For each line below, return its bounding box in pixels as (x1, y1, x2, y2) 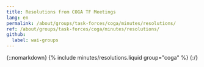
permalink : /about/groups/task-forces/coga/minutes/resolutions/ (6, 20, 176, 26)
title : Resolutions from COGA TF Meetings (6, 9, 116, 15)
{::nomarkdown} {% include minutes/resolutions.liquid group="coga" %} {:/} (6, 54, 199, 61)
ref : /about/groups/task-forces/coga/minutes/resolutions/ (6, 26, 160, 32)
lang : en (6, 15, 29, 21)
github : (6, 32, 26, 38)
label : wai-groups (12, 37, 59, 43)
